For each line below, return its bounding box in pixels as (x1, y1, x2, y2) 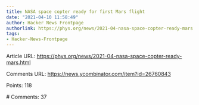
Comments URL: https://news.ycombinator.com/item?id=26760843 (6, 71, 172, 77)
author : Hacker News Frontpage (6, 20, 84, 26)
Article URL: (6, 53, 36, 59)
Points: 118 (6, 82, 32, 89)
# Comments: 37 (6, 93, 47, 100)
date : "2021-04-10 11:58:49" (6, 14, 79, 20)
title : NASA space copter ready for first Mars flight (6, 8, 145, 15)
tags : (6, 31, 20, 37)
